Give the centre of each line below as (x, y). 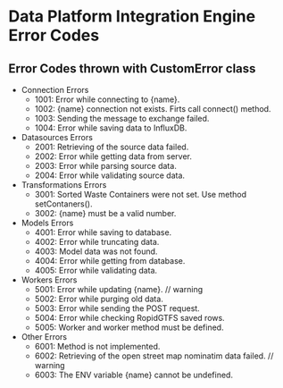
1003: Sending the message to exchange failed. (122, 118)
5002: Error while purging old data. (99, 299)
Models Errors (47, 223)
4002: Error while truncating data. (97, 242)
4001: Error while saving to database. (103, 232)
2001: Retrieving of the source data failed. (112, 147)
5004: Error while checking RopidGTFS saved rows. (129, 318)
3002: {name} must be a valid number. (105, 213)
